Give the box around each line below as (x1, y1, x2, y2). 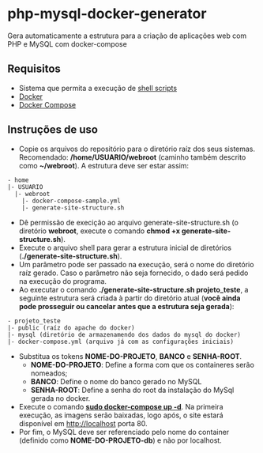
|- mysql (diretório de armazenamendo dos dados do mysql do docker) (7, 330, 242, 338)
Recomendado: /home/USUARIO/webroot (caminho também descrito (18, 152, 246, 162)
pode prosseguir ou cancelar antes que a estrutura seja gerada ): (18, 301, 235, 311)
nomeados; (30, 368, 68, 378)
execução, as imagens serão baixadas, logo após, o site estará (18, 410, 224, 420)
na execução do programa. (18, 276, 107, 285)
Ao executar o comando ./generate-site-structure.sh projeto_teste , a (18, 285, 249, 294)
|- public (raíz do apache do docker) (7, 323, 135, 332)
